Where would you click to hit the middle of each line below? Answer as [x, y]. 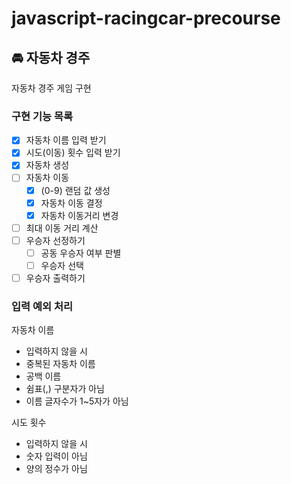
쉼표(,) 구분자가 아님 [65, 389]
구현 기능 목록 [42, 116]
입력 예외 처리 [42, 306]
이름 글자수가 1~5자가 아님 [77, 401]
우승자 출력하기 [55, 278]
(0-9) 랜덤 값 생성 [75, 190]
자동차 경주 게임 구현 [51, 88]
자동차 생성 [47, 165]
